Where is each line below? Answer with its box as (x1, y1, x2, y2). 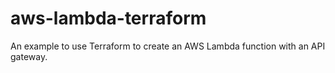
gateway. (10, 50, 48, 62)
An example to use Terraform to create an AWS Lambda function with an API (10, 40, 326, 52)
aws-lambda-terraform (10, 7, 207, 30)
